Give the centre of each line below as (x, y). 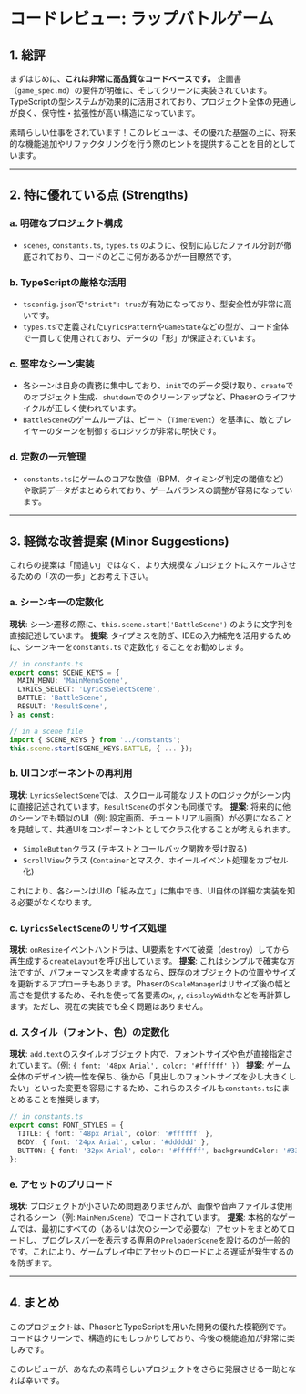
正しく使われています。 (97, 408)
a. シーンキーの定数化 (56, 603)
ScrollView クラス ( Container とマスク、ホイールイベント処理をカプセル (155, 860)
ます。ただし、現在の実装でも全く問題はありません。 (109, 1007)
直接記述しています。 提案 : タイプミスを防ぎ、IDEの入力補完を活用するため (150, 635)
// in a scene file (46, 731)
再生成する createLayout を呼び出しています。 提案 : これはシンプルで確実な (148, 961)
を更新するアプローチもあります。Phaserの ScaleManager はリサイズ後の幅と (150, 984)
